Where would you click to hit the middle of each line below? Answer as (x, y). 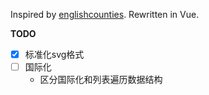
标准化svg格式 (54, 54)
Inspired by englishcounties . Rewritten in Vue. (105, 14)
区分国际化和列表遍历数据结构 (101, 80)
